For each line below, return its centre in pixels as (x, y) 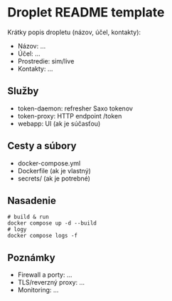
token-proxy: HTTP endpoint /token (70, 116)
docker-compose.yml (49, 163)
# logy (17, 230)
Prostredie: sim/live (46, 61)
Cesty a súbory (42, 146)
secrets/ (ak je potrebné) (54, 178)
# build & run (28, 217)
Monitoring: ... (38, 290)
